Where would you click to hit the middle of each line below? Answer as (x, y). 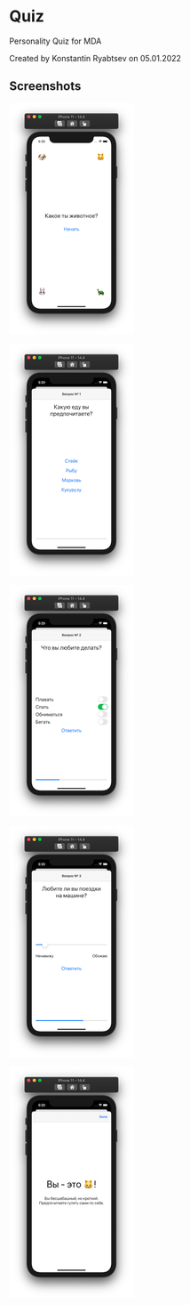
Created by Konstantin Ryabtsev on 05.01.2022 (95, 58)
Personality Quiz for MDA (55, 41)
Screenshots (45, 86)
